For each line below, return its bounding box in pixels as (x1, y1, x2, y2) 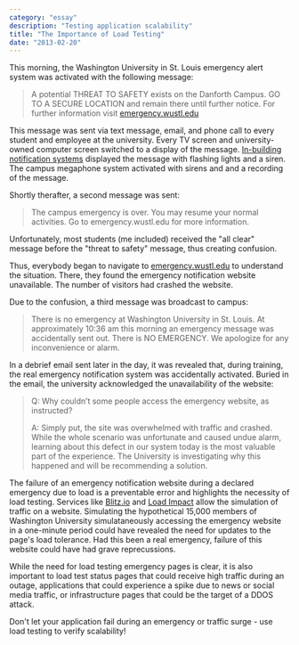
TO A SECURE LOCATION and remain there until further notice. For (30, 99, 276, 110)
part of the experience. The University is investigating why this (30, 451, 261, 461)
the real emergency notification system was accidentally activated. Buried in (9, 369, 289, 380)
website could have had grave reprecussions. (9, 544, 176, 555)
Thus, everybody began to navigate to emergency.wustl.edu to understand (9, 260, 284, 272)
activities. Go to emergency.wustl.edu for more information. (30, 216, 249, 227)
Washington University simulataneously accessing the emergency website (9, 516, 282, 527)
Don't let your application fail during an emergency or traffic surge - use (9, 616, 273, 627)
